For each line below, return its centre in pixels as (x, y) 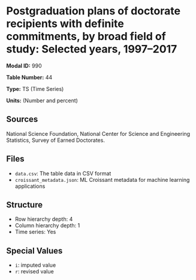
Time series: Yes (35, 232)
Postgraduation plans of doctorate (94, 11)
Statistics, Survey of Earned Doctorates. (55, 140)
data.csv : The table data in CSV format (63, 173)
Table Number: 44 (29, 77)
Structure (25, 205)
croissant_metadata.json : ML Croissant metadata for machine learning (102, 179)
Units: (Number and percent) (42, 101)
